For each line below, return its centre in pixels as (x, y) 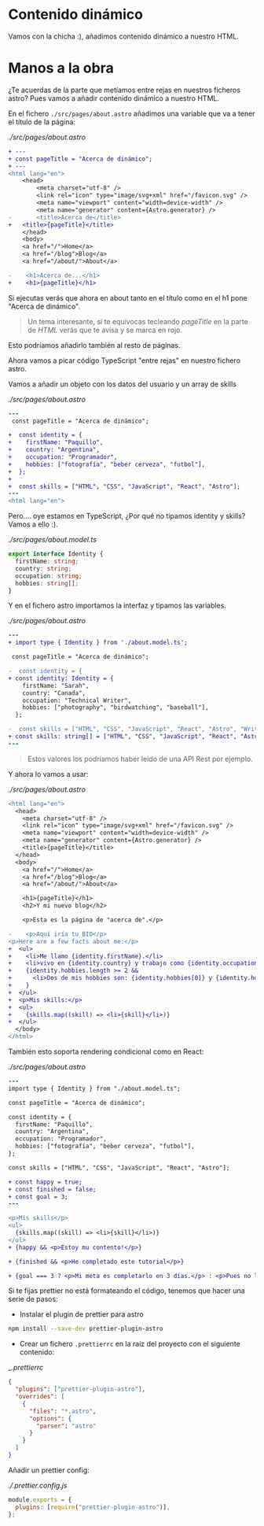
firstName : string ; (47, 561)
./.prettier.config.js (38, 1485)
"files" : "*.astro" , (62, 1411)
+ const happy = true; (45, 1182)
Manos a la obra (61, 68)
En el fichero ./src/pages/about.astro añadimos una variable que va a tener (132, 113)
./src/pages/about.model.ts (52, 540)
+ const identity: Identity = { (61, 678)
